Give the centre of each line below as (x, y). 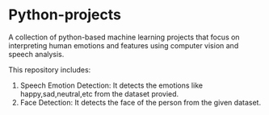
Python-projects (65, 15)
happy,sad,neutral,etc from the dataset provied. (99, 93)
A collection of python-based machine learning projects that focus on (124, 37)
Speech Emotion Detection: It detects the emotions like (111, 85)
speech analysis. (36, 54)
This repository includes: (50, 69)
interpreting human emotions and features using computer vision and (124, 45)
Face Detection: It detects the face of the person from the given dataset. (140, 102)
